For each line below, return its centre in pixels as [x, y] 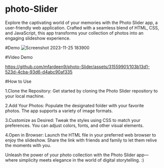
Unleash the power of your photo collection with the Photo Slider [70, 155]
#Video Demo [19, 57]
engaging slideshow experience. [38, 38]
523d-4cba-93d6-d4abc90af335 [39, 72]
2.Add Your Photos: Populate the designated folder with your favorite [75, 105]
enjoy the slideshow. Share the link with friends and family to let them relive [81, 140]
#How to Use [18, 81]
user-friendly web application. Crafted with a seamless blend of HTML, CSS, [82, 27]
